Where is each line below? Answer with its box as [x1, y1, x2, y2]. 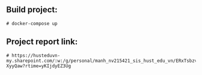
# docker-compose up [6, 20, 58, 26]
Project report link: [6, 37, 78, 47]
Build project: [6, 5, 58, 15]
